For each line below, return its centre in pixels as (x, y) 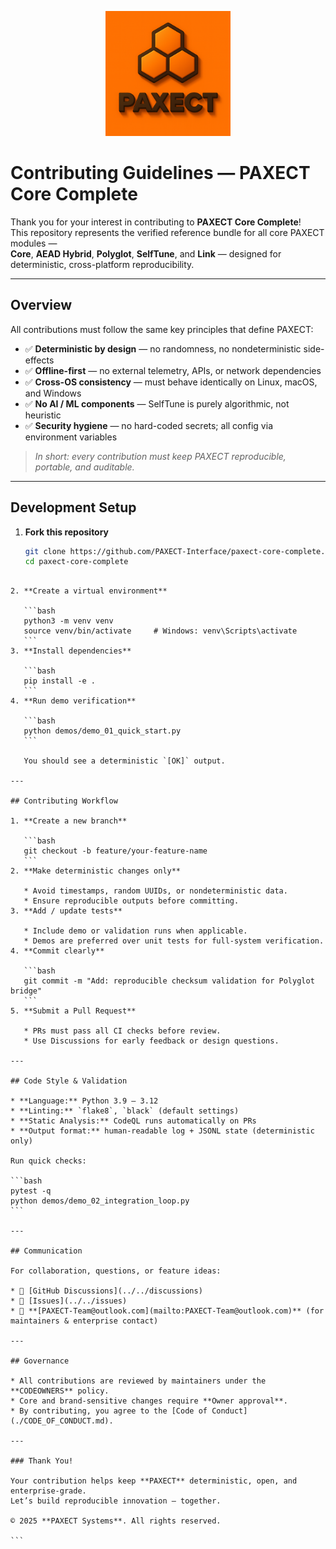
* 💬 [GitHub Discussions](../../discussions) (106, 1291)
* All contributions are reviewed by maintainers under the (138, 1381)
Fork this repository (67, 532)
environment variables (71, 437)
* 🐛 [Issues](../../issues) (69, 1301)
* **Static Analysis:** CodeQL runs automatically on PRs (133, 1121)
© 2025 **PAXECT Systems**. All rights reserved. (116, 1521)
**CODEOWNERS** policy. (60, 1391)
